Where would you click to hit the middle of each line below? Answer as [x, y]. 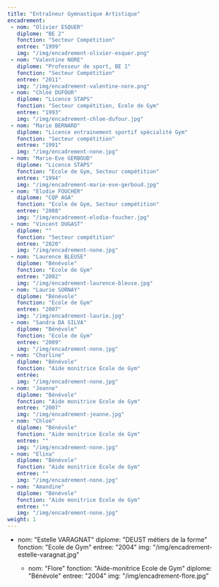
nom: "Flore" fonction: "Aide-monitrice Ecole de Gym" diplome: [120, 568]
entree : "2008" [39, 211]
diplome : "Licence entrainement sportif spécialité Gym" [102, 132]
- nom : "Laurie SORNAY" [45, 290]
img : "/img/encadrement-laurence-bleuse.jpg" [85, 283]
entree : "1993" [39, 112]
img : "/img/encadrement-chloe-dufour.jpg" [80, 119]
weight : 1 [22, 520]
